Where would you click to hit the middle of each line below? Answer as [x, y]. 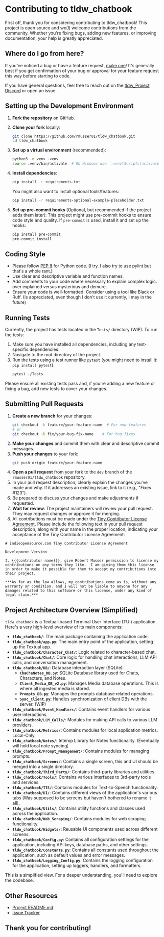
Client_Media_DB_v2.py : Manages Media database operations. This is [89, 683]
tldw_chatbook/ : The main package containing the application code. [81, 637]
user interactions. [30, 715]
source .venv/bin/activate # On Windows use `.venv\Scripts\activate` [87, 164]
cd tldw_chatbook [30, 141]
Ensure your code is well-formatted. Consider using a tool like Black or [83, 292]
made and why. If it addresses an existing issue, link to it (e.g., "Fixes [82, 488]
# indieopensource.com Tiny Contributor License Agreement [67, 543]
